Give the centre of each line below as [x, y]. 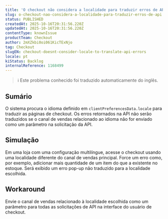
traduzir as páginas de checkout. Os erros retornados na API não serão [78, 114]
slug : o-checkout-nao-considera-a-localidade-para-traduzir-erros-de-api [84, 15]
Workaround [25, 189]
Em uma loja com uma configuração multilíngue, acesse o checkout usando [83, 152]
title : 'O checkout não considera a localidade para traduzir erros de [81, 10]
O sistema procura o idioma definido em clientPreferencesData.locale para [84, 108]
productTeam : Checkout [29, 38]
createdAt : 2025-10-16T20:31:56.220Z [44, 24]
